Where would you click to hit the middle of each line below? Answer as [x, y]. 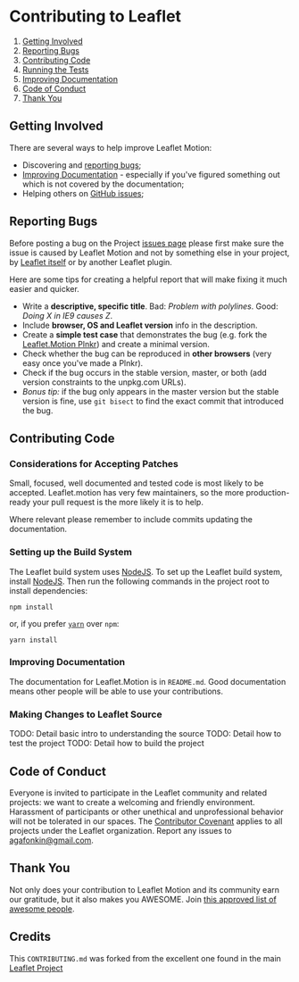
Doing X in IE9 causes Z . [67, 315]
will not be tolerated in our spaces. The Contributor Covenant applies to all [146, 821]
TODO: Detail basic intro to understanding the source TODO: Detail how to [145, 734]
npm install [31, 607]
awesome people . [42, 909]
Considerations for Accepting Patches [94, 463]
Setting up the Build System [71, 553]
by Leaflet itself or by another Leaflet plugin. [91, 262]
